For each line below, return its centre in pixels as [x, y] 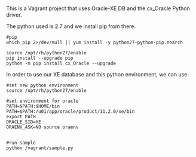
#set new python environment [42, 85]
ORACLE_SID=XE [24, 122]
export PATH [21, 117]
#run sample [21, 143]
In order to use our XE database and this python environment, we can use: [98, 75]
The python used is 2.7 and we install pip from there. [71, 26]
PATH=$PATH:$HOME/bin [33, 106]
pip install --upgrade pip [40, 59]
